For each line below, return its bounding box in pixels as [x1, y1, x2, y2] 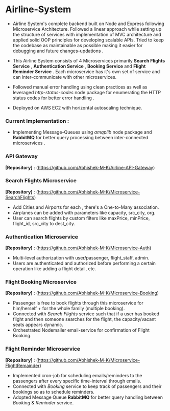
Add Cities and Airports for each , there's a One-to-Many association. [12, 204, 159, 210]
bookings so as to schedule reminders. [12, 388, 94, 395]
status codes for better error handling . [12, 95, 94, 101]
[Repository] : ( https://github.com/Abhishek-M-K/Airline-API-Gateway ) [5, 164, 155, 170]
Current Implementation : [5, 117, 69, 124]
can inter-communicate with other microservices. [12, 74, 117, 80]
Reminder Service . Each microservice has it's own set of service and [12, 68, 160, 75]
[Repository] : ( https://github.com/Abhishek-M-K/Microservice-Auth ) [5, 245, 152, 251]
